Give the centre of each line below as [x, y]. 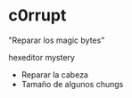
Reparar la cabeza [54, 74]
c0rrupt [37, 16]
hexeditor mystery [41, 57]
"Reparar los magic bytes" [57, 40]
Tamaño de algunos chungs [72, 84]
